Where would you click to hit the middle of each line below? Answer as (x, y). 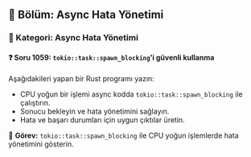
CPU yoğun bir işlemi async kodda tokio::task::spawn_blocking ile (131, 94)
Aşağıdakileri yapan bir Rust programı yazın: (81, 78)
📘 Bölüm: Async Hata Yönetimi (86, 15)
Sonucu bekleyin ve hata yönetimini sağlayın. (95, 111)
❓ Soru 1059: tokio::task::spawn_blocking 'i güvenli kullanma (111, 57)
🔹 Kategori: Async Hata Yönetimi (74, 38)
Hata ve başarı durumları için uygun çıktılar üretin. (102, 120)
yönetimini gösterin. (41, 144)
